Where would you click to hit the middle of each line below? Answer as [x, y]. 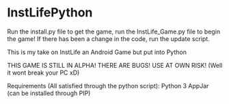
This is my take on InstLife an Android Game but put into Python [97, 52]
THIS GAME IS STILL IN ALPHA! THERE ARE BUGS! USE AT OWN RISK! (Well [115, 65]
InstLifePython [50, 13]
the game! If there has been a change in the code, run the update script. [108, 38]
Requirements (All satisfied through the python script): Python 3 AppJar [108, 86]
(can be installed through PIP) [49, 93]
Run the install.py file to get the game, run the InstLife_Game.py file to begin [114, 31]
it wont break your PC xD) [43, 73]
